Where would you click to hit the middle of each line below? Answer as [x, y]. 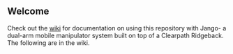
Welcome [28, 11]
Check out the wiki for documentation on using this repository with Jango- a [117, 28]
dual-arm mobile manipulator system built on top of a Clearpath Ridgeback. [115, 35]
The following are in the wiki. [48, 43]
